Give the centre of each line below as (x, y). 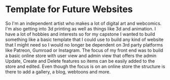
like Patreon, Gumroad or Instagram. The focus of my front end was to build (84, 50)
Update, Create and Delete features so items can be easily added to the (80, 61)
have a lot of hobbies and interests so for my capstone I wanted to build (80, 34)
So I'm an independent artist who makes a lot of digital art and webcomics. (83, 23)
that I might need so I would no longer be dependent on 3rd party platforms (84, 45)
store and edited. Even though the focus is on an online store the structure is (85, 66)
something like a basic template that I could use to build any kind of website (84, 39)
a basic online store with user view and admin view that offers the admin (81, 55)
